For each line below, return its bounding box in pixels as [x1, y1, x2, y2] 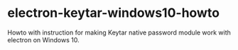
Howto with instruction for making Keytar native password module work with [7, 28, 231, 37]
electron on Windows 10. [7, 35, 80, 44]
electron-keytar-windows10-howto [7, 5, 220, 21]
